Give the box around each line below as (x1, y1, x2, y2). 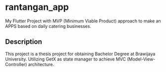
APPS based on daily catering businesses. (5, 23, 92, 29)
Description (5, 38, 42, 46)
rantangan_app (5, 1, 69, 13)
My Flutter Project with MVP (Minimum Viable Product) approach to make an (5, 18, 161, 24)
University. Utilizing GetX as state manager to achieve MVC (5, 56, 126, 62)
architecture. (28, 61, 55, 67)
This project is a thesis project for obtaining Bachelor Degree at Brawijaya (5, 51, 156, 57)
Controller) (5, 61, 27, 67)
